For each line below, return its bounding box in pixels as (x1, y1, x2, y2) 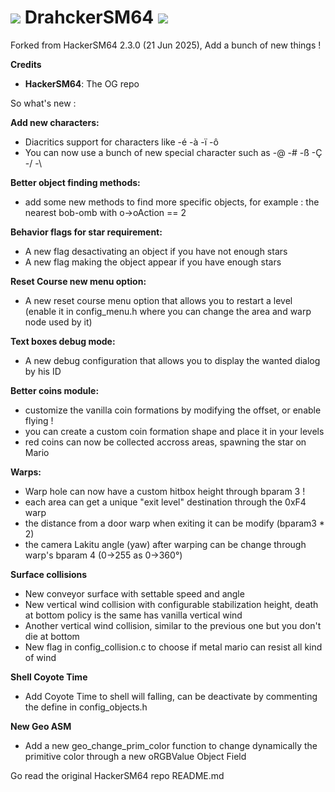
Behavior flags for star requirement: (10, 226, 163, 238)
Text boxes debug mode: (10, 335, 116, 347)
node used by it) (24, 316, 93, 328)
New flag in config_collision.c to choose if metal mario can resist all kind (24, 641, 323, 653)
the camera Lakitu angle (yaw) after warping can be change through (24, 538, 307, 550)
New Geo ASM (10, 720, 72, 732)
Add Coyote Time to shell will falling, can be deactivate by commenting (24, 690, 318, 702)
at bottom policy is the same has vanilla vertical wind (24, 609, 243, 621)
